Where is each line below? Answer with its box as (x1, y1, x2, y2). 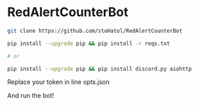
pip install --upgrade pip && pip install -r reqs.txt (7, 40, 170, 47)
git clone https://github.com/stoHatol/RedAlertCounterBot (7, 27, 183, 34)
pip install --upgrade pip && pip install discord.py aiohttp (7, 65, 192, 72)
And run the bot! (7, 92, 54, 100)
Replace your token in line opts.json (7, 78, 110, 86)
